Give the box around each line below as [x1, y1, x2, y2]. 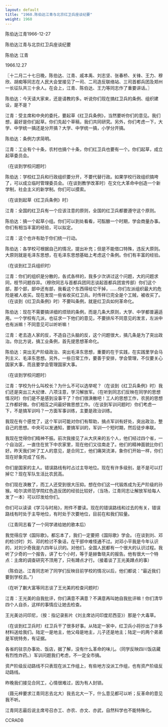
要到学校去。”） [5, 574, 36, 580]
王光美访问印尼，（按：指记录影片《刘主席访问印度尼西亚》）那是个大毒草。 [5, 612, 158, 618]
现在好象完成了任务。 [5, 454, 49, 460]
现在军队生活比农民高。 [18, 471, 66, 477]
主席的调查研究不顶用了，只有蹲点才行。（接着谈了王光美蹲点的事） [13, 557, 152, 563]
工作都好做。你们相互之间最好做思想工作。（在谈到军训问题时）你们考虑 [5, 401, 152, 408]
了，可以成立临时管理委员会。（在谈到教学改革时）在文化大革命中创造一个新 [5, 180, 161, 186]
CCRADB [5, 717, 24, 723]
